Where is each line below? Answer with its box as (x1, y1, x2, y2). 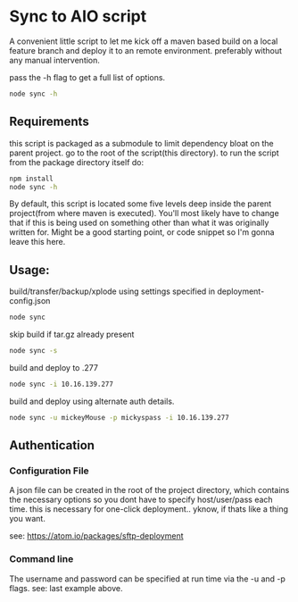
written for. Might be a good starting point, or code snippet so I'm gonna (9, 227, 275, 238)
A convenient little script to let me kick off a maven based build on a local (9, 36, 278, 46)
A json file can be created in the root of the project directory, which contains (9, 485, 290, 496)
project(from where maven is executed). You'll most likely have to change (9, 208, 279, 219)
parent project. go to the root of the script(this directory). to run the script (9, 147, 279, 158)
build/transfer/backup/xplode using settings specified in (9, 286, 216, 297)
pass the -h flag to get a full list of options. (9, 71, 166, 82)
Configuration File (9, 464, 89, 477)
